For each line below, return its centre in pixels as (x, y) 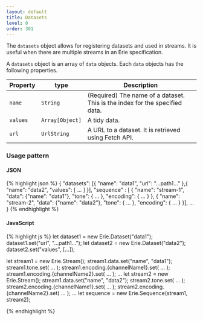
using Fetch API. (111, 138)
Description (141, 85)
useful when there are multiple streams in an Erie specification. (85, 52)
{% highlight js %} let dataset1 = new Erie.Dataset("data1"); (79, 237)
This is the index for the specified (135, 103)
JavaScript (20, 223)
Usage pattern (28, 156)
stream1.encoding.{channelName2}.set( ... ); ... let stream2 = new (88, 274)
